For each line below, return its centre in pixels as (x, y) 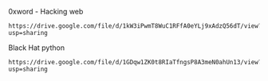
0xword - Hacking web (46, 12)
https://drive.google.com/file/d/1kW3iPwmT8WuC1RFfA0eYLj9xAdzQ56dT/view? (135, 26)
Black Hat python (37, 48)
